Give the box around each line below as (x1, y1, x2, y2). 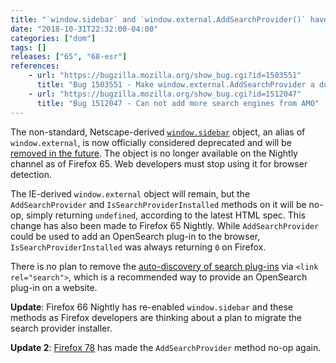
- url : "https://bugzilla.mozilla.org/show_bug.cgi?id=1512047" (28, 89, 302, 99)
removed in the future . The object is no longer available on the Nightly (10, 147, 298, 159)
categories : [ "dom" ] (10, 33, 97, 43)
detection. (10, 168, 53, 180)
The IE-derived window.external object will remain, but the (10, 187, 251, 200)
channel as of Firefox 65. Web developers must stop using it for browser (10, 157, 308, 170)
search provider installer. (10, 322, 113, 334)
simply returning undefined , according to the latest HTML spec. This (25, 209, 306, 221)
